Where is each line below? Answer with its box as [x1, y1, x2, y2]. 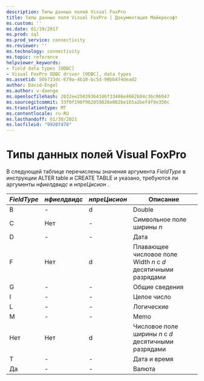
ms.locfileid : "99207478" [6, 122, 72, 128]
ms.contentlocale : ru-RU [6, 110, 69, 116]
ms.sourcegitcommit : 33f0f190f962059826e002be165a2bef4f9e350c [6, 99, 170, 105]
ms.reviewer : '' [6, 43, 47, 49]
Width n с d [133, 258, 166, 266]
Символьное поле [133, 215, 187, 224]
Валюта [133, 365, 156, 373]
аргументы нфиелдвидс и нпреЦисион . [6, 181, 109, 188]
